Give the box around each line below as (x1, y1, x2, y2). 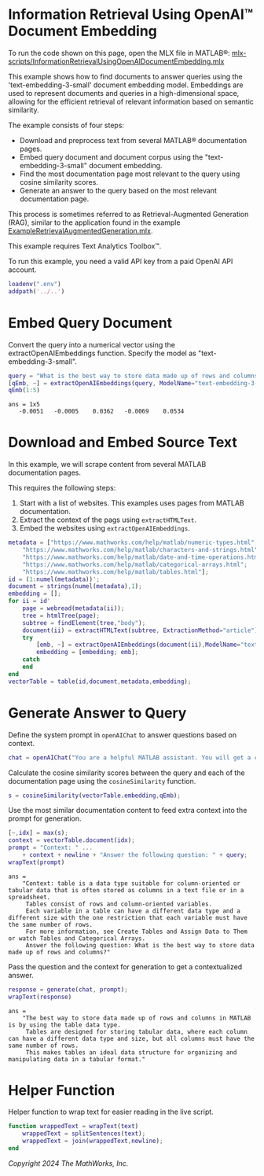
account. (8, 265, 37, 274)
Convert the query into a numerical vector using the (8, 340, 175, 349)
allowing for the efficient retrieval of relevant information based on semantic (8, 97, 254, 106)
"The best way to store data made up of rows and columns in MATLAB (22, 1014, 251, 1022)
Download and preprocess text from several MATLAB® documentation (19, 135, 247, 145)
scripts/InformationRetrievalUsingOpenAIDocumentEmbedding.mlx (8, 57, 225, 66)
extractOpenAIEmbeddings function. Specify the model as (8, 348, 196, 358)
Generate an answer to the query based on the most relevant (19, 186, 218, 195)
